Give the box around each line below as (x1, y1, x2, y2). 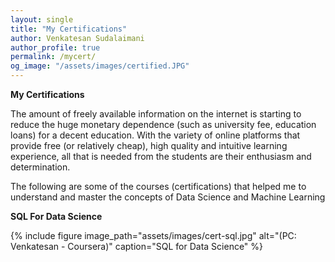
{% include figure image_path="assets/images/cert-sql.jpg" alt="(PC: (10, 230, 297, 241)
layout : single (10, 14, 74, 25)
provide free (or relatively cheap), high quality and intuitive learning (10, 140, 288, 151)
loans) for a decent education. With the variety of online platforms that (10, 129, 301, 141)
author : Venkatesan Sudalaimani (10, 33, 145, 43)
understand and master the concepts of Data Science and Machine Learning (10, 191, 326, 203)
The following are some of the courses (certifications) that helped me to (10, 181, 307, 192)
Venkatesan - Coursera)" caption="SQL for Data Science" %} (10, 241, 264, 252)
